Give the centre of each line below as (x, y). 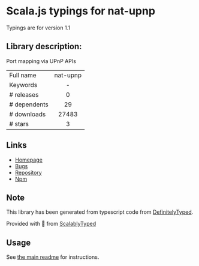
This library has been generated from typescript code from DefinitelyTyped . (100, 212)
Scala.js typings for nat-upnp (81, 11)
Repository (28, 172)
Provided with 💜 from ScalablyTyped (51, 224)
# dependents (29, 104)
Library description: (44, 47)
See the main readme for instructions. (53, 257)
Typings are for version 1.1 (38, 28)
